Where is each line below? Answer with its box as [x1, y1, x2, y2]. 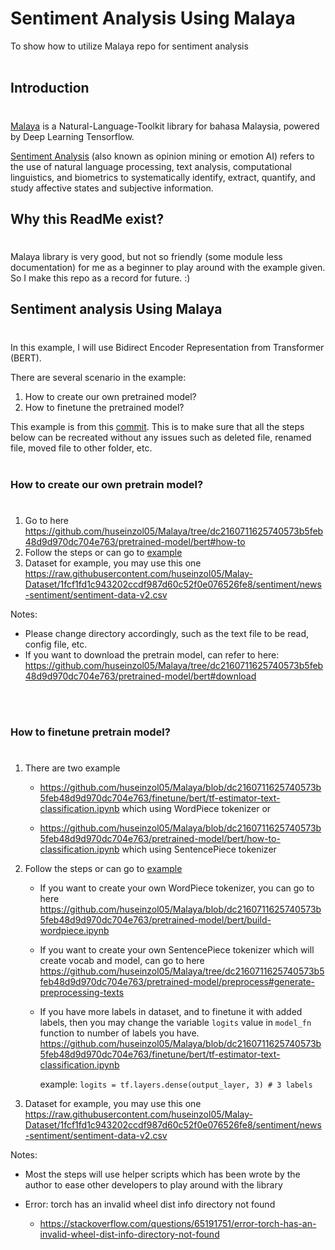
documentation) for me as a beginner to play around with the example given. [10, 262, 326, 274]
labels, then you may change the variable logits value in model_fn [39, 1016, 312, 1028]
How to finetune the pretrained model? [24, 401, 185, 413]
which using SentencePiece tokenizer [121, 843, 277, 855]
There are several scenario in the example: [10, 371, 187, 383]
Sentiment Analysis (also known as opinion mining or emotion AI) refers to [10, 150, 315, 162]
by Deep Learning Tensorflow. [10, 130, 135, 142]
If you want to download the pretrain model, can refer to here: [24, 648, 280, 661]
